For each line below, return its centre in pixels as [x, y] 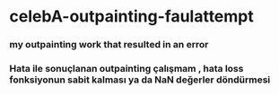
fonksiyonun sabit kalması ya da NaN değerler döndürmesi [140, 80]
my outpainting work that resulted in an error [109, 45]
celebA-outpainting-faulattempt [131, 17]
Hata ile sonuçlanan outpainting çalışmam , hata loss [126, 69]
